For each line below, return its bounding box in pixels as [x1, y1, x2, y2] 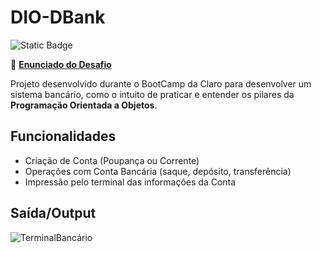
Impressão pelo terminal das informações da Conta [24, 176, 237, 188]
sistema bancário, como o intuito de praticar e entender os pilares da [10, 88, 295, 100]
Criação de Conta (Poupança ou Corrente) [24, 154, 200, 166]
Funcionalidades [10, 128, 117, 145]
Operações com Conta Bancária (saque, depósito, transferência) [24, 165, 292, 177]
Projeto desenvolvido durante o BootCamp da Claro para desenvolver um [10, 77, 312, 90]
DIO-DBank [10, 6, 106, 29]
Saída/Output [10, 205, 97, 222]
